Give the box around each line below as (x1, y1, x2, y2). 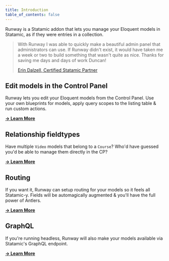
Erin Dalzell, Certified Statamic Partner (17, 67, 98, 73)
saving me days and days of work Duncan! (17, 57, 106, 63)
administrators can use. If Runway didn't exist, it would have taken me (17, 46, 163, 53)
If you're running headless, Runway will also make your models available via (5, 235, 163, 241)
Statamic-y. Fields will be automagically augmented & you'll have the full (5, 192, 155, 198)
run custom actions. (5, 106, 47, 112)
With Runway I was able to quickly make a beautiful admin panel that (17, 41, 160, 47)
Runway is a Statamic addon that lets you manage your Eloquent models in (5, 26, 160, 32)
